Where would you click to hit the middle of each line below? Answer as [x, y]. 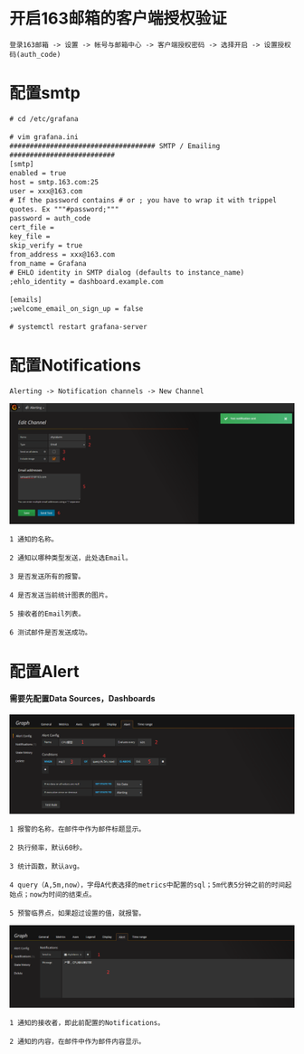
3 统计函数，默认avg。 [47, 867]
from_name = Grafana [48, 263]
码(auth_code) [35, 54]
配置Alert [44, 671]
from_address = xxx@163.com [62, 254]
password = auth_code [50, 218]
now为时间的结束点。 [63, 895]
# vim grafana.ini [44, 136]
